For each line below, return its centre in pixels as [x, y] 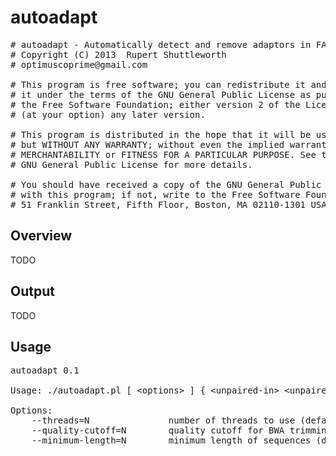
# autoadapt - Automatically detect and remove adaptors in [161, 44]
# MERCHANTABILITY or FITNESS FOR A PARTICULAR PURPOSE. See [163, 154]
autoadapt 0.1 [45, 370]
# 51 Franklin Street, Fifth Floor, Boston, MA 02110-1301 [158, 204]
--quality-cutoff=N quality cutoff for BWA [158, 430]
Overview [41, 236]
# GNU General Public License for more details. [131, 164]
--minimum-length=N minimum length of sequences [171, 440]
